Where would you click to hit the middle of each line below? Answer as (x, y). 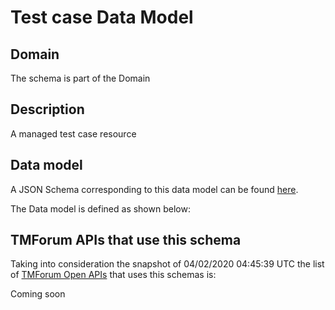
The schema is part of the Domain (80, 78)
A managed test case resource (73, 133)
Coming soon (38, 294)
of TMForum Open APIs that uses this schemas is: (113, 275)
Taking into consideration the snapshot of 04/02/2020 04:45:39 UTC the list (167, 264)
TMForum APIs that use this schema (126, 240)
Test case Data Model (102, 17)
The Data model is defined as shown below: (100, 208)
